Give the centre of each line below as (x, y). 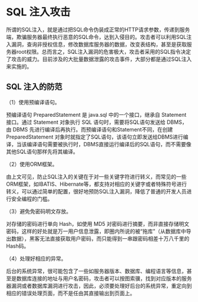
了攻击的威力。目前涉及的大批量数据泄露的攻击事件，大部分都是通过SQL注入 (99, 59)
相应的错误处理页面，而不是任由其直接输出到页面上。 (71, 293)
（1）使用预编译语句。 (33, 102)
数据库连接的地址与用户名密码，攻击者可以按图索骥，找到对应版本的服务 (104, 278)
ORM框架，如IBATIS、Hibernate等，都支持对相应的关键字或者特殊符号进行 (97, 184)
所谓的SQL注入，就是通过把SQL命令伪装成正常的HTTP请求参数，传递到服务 (98, 29)
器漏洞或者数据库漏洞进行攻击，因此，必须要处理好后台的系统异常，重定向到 (99, 285)
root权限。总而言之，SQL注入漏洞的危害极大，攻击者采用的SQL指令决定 (104, 51)
